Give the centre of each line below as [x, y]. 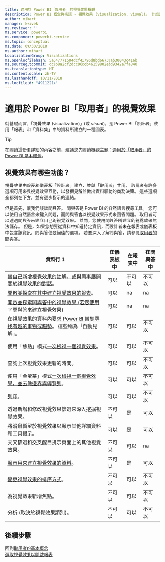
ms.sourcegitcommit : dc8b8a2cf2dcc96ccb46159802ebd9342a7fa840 [71, 64]
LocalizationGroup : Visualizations [41, 55]
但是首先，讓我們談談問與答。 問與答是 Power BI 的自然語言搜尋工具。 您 [79, 208]
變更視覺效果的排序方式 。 [37, 479]
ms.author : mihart [24, 51]
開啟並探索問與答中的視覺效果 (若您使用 [54, 302]
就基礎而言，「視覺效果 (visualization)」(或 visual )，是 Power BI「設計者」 [80, 123]
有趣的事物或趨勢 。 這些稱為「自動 [53, 326]
